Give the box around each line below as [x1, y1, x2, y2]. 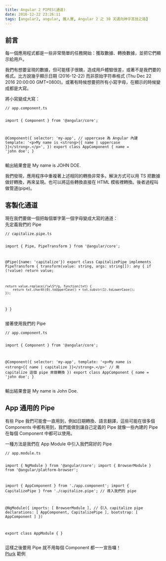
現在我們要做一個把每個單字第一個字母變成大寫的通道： [5, 215, 118, 221]
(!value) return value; [5, 268, 54, 273]
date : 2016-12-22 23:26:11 [5, 12, 61, 17]
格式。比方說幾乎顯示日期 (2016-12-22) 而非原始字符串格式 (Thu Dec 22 [5, 73, 152, 79]
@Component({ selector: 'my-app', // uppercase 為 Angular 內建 [5, 136, 138, 141]
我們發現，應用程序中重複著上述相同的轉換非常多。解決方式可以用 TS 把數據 [5, 173, 161, 179]
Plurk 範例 [5, 551, 26, 557]
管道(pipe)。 [9, 185, 35, 191]
